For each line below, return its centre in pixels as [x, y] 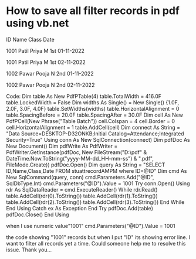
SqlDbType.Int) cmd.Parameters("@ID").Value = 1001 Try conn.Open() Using [98, 183]
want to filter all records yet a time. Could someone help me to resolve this [96, 243]
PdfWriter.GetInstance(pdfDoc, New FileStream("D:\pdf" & [77, 152]
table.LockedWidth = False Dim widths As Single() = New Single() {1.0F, [93, 102]
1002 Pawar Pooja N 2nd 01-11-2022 [50, 73]
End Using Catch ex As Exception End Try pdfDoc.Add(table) [80, 208]
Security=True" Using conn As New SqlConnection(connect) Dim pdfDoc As [98, 139]
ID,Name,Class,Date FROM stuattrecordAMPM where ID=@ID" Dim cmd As [97, 171]
